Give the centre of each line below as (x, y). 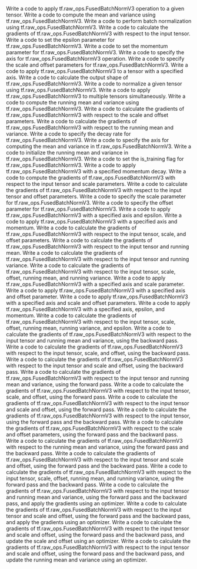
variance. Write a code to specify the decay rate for (69, 134)
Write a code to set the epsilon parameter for (61, 40)
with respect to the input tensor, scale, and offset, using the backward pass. (98, 353)
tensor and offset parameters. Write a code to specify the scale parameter (96, 196)
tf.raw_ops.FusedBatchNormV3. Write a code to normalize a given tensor (94, 84)
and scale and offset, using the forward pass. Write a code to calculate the (96, 410)
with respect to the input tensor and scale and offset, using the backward (95, 366)
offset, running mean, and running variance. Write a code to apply (86, 278)
